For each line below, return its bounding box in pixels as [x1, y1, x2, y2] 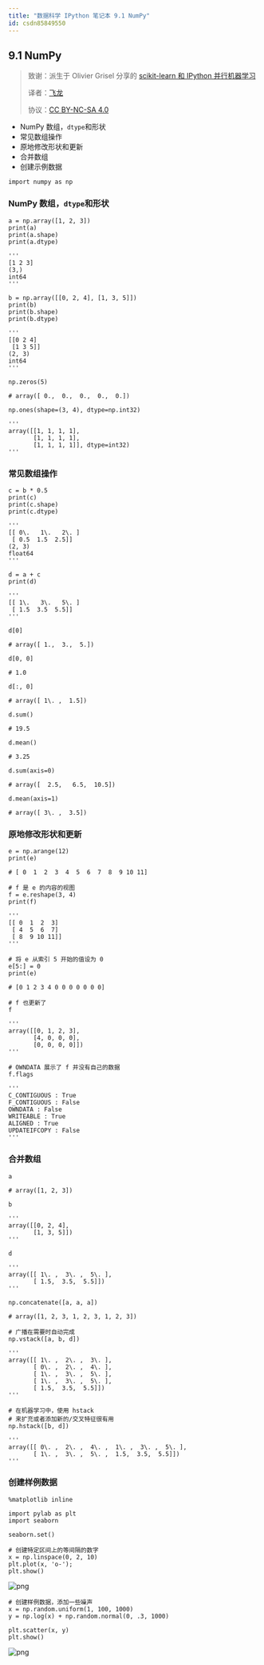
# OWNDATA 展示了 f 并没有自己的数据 [8, 1064, 120, 1072]
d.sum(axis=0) [8, 766, 56, 775]
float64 [8, 549, 34, 557]
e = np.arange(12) [8, 848, 69, 856]
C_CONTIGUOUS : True [8, 1092, 77, 1100]
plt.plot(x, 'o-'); [8, 1560, 73, 1568]
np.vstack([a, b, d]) [8, 1334, 81, 1343]
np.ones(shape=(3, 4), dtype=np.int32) [8, 406, 141, 414]
